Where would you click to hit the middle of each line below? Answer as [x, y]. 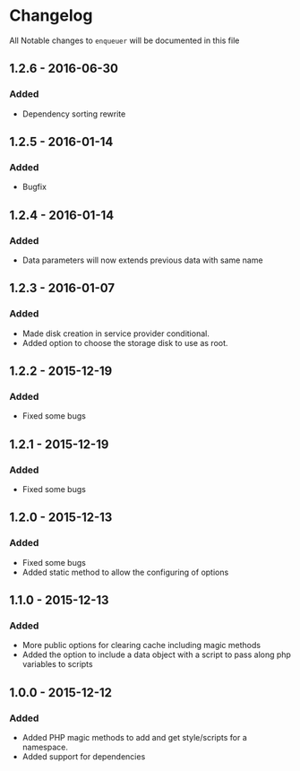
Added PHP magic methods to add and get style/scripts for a [135, 738]
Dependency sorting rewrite [74, 114]
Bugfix [34, 187]
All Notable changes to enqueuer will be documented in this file [124, 40]
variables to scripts [57, 664]
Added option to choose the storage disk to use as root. [125, 342]
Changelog [51, 16]
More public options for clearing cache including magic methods [141, 645]
